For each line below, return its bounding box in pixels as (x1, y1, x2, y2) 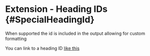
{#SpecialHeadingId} (5, 14, 95, 25)
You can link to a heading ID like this (5, 45, 80, 51)
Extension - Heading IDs (5, 3, 107, 15)
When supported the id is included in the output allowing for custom (5, 30, 145, 36)
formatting (5, 36, 27, 42)
